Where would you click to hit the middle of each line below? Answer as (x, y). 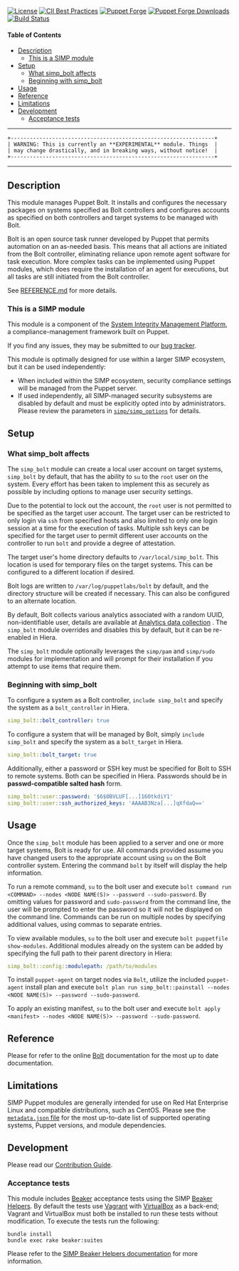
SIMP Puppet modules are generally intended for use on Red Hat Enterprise (118, 1103)
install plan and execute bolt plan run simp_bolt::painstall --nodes (127, 987)
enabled (19, 637)
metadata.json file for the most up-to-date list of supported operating (109, 1118)
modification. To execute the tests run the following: (84, 1221)
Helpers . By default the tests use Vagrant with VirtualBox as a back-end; (113, 1206)
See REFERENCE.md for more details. (62, 291)
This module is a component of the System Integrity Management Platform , (117, 324)
